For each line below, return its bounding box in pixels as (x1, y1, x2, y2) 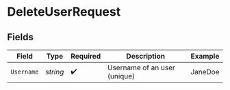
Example (190, 52, 220, 61)
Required (71, 52, 101, 61)
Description (126, 52, 166, 61)
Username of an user (107, 63, 176, 72)
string (45, 67, 64, 76)
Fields (7, 31, 34, 43)
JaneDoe (190, 67, 220, 76)
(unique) (107, 72, 136, 80)
